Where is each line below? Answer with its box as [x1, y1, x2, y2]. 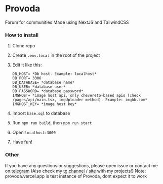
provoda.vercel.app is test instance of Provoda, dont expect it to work [5, 173, 147, 179]
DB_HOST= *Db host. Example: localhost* [12, 72, 97, 76]
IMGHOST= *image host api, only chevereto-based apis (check [12, 93, 141, 98]
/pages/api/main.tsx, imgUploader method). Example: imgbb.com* [12, 97, 148, 103]
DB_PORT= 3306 [12, 76, 41, 81]
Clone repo [12, 43, 36, 49]
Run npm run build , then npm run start [12, 120, 92, 126]
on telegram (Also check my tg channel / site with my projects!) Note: [5, 168, 146, 174]
